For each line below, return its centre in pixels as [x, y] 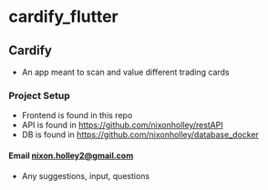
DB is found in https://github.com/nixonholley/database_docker [140, 135]
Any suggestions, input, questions [86, 175]
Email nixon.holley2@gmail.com [71, 155]
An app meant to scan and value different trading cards [125, 72]
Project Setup [39, 95]
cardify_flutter [64, 17]
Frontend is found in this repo [77, 115]
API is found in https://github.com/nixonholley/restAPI [123, 125]
